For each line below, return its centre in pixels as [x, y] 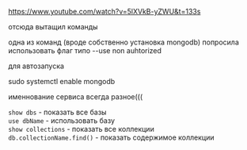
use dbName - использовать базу [62, 121]
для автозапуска [36, 66]
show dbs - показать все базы [57, 112]
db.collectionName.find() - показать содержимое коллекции [112, 137]
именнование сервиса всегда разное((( [76, 97]
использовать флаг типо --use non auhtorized [85, 50]
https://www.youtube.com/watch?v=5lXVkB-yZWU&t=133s [104, 12]
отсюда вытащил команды [53, 27]
